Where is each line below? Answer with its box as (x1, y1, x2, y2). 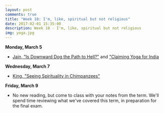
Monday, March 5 (5, 44, 42, 50)
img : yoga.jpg (5, 30, 35, 35)
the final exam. (12, 103, 43, 109)
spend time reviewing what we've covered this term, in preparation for (12, 98, 157, 104)
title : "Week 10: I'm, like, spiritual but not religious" (5, 16, 131, 21)
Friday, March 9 (5, 83, 38, 89)
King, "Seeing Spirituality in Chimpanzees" (12, 73, 100, 79)
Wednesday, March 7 (5, 63, 50, 69)
